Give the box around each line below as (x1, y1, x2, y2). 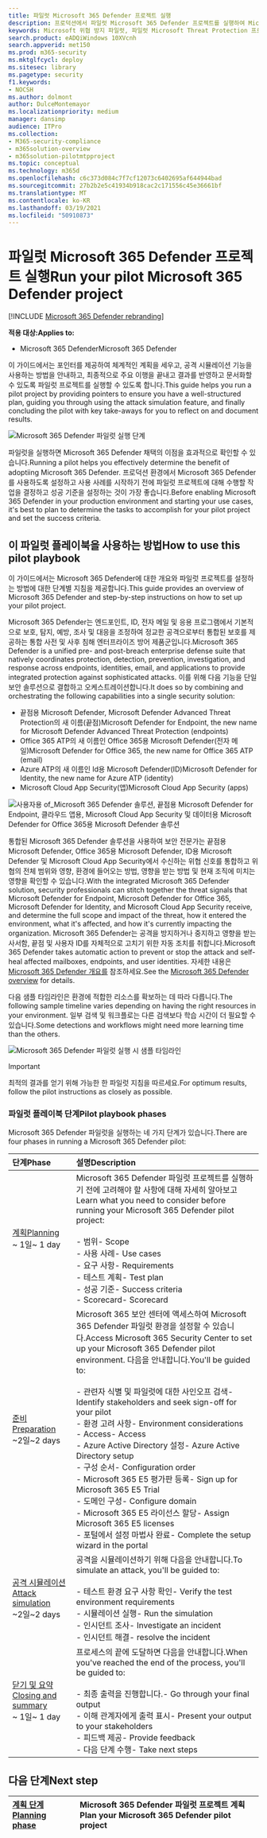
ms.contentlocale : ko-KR (8, 196, 91, 204)
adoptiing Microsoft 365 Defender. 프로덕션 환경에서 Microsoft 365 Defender (8, 468, 257, 477)
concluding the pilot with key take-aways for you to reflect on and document (8, 406, 259, 416)
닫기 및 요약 (12, 1680, 54, 1691)
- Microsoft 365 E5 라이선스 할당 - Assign (75, 1508, 230, 1519)
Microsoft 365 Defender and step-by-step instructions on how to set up (8, 593, 242, 601)
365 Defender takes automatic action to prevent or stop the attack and (8, 947, 239, 957)
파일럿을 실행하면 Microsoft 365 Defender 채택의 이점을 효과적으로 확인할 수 (8, 448, 248, 457)
